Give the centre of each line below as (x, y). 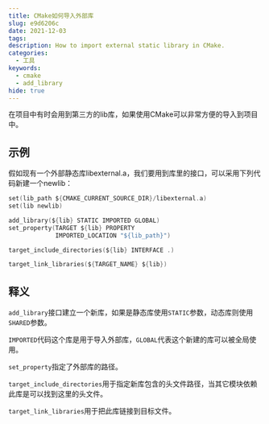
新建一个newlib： (43, 183)
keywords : (25, 68)
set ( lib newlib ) (35, 206)
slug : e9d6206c (34, 23)
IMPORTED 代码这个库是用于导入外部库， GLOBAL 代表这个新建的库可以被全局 (129, 340)
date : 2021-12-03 (37, 31)
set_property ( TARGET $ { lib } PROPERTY (72, 228)
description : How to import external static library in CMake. (117, 46)
